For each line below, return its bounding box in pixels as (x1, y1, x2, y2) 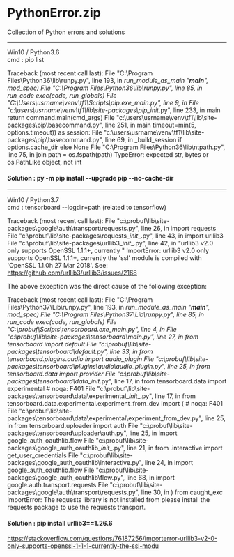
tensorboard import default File (7, 340, 97, 349)
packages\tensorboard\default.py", (7, 347, 109, 356)
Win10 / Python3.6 (7, 47, 60, 56)
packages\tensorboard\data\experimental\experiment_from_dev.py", (7, 414, 203, 422)
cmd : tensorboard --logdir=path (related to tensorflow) (7, 204, 167, 212)
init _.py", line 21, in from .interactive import (100, 444, 223, 452)
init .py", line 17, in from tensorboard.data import (91, 377, 227, 386)
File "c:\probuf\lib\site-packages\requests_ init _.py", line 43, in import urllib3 (7, 231, 224, 240)
